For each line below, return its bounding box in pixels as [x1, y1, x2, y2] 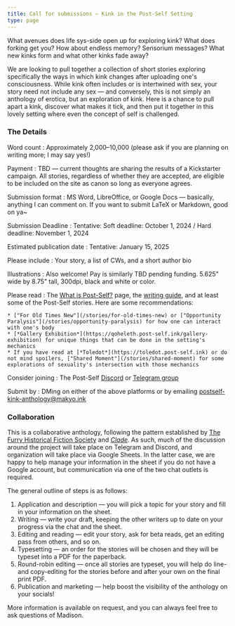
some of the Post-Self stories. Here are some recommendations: [7, 298, 194, 307]
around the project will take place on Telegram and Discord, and [7, 443, 193, 452]
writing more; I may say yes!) [7, 151, 91, 159]
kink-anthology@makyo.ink [7, 395, 86, 403]
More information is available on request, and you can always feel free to [7, 603, 218, 612]
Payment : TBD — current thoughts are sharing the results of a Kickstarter [7, 164, 221, 172]
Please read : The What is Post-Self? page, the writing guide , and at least [7, 290, 219, 299]
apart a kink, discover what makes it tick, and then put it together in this [7, 102, 214, 110]
